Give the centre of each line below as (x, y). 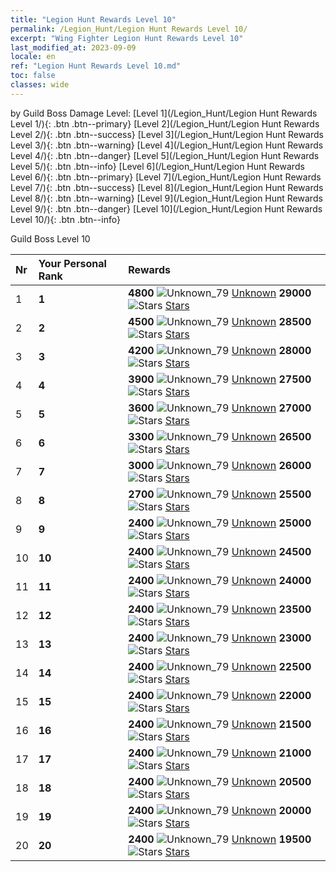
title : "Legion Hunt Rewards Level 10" (93, 19)
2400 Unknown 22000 (220, 695)
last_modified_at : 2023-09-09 (73, 47)
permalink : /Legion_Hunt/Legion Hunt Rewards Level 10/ (129, 29)
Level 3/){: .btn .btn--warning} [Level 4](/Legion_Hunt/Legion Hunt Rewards (167, 145)
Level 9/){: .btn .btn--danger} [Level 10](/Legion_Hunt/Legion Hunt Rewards (166, 208)
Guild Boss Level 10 (50, 238)
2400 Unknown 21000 (220, 753)
